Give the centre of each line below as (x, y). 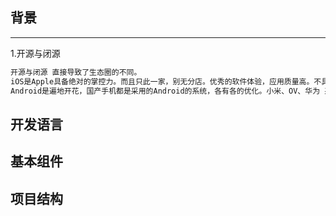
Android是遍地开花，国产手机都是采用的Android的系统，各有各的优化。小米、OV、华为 (165, 91)
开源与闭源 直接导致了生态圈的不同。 (76, 72)
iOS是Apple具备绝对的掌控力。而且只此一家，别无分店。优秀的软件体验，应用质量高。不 (166, 81)
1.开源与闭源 (35, 53)
